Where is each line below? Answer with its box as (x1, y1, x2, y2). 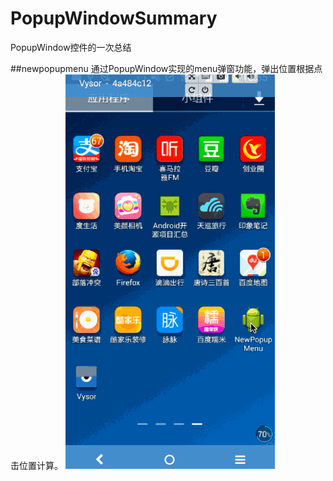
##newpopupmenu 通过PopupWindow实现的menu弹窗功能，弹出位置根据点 (10, 62, 323, 74)
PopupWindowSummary (10, 7, 218, 30)
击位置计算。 (10, 459, 63, 471)
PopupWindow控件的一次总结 (10, 41, 132, 53)
